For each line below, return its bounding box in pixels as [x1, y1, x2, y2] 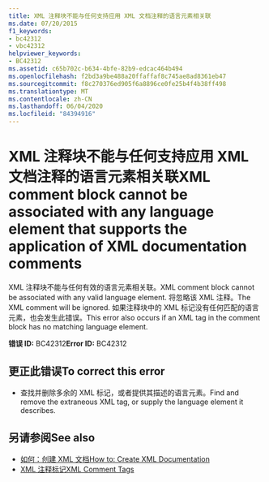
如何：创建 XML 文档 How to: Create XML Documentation [19, 454, 211, 463]
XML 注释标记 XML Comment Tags [19, 464, 134, 474]
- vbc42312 [8, 42, 45, 50]
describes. [19, 405, 56, 415]
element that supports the [8, 220, 188, 239]
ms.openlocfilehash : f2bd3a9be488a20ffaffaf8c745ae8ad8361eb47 [8, 72, 227, 80]
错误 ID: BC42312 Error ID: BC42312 [8, 338, 127, 348]
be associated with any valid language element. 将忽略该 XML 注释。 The [8, 292, 251, 302]
